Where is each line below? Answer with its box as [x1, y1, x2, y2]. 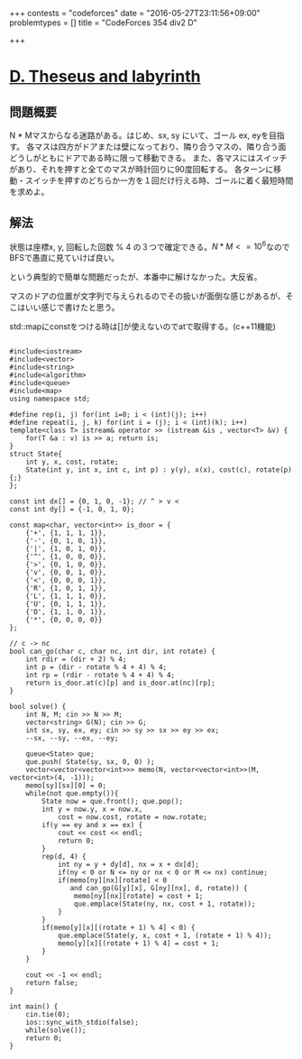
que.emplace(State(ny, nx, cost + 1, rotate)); [73, 899, 256, 909]
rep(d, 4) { [41, 852, 87, 861]
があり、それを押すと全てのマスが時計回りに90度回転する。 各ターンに [9, 164, 274, 174]
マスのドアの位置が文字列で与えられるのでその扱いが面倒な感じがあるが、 [9, 290, 286, 301]
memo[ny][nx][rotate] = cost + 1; [73, 892, 204, 901]
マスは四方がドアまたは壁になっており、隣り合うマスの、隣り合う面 [34, 142, 287, 152]
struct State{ [9, 450, 63, 459]
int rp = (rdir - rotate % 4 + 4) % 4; [25, 671, 176, 680]
